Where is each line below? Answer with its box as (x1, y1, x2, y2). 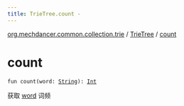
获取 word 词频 (7, 91, 51, 100)
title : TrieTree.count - (7, 10, 81, 18)
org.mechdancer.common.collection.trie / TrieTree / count (7, 30, 177, 38)
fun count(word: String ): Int (7, 78, 97, 85)
